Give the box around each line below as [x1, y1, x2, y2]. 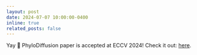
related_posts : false [6, 25, 61, 32]
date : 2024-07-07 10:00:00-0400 [6, 14, 88, 20]
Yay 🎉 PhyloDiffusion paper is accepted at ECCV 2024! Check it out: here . [6, 42, 192, 49]
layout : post [6, 8, 40, 15]
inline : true [6, 20, 40, 26]
